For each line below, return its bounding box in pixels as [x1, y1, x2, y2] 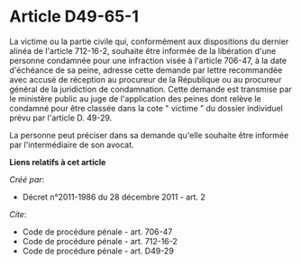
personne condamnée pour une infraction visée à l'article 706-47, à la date [9, 55, 287, 66]
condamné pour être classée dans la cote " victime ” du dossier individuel [9, 102, 284, 113]
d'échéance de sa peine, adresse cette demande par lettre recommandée [9, 65, 283, 75]
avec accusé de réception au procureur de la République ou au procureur [9, 74, 282, 84]
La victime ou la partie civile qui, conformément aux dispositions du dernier [9, 36, 289, 47]
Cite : [9, 208, 27, 219]
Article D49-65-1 [9, 6, 140, 27]
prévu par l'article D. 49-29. [9, 112, 113, 123]
